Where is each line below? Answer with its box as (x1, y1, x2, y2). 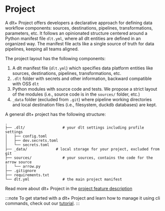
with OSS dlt (12, 80, 39, 87)
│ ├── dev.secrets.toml (5, 138, 58, 143)
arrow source (5, 159, 32, 165)
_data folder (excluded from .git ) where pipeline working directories (12, 96, 152, 102)
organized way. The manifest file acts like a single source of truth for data (5, 40, 154, 46)
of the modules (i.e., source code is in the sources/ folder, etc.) (12, 91, 140, 97)
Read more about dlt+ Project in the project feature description (5, 185, 132, 191)
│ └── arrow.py (5, 164, 41, 169)
